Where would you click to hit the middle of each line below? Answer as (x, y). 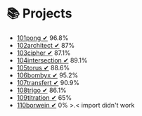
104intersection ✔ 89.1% (52, 60)
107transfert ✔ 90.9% (48, 82)
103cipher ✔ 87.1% (44, 53)
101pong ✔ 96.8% (43, 38)
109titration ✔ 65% (44, 97)
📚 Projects (39, 14)
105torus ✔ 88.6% (43, 67)
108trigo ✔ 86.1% (42, 90)
